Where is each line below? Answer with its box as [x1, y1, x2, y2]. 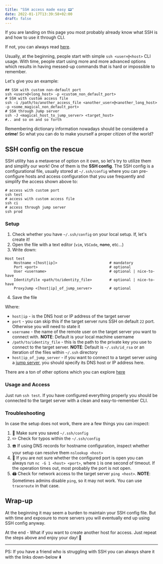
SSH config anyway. [5, 520, 46, 526]
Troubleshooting [5, 410, 45, 416]
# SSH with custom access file [5, 96, 68, 101]
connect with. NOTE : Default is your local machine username [12, 334, 134, 340]
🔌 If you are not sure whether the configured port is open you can [12, 455, 144, 461]
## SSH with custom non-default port [5, 88, 81, 93]
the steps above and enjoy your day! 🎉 [5, 534, 82, 540]
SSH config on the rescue [5, 145, 84, 153]
